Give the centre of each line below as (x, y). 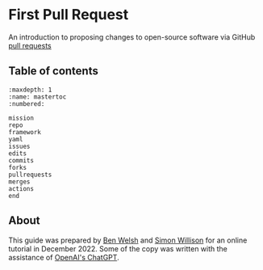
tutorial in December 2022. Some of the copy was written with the (118, 248)
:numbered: (27, 103)
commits (21, 160)
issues (19, 146)
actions (21, 188)
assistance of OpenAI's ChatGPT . (64, 257)
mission (21, 118)
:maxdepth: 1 (30, 90)
